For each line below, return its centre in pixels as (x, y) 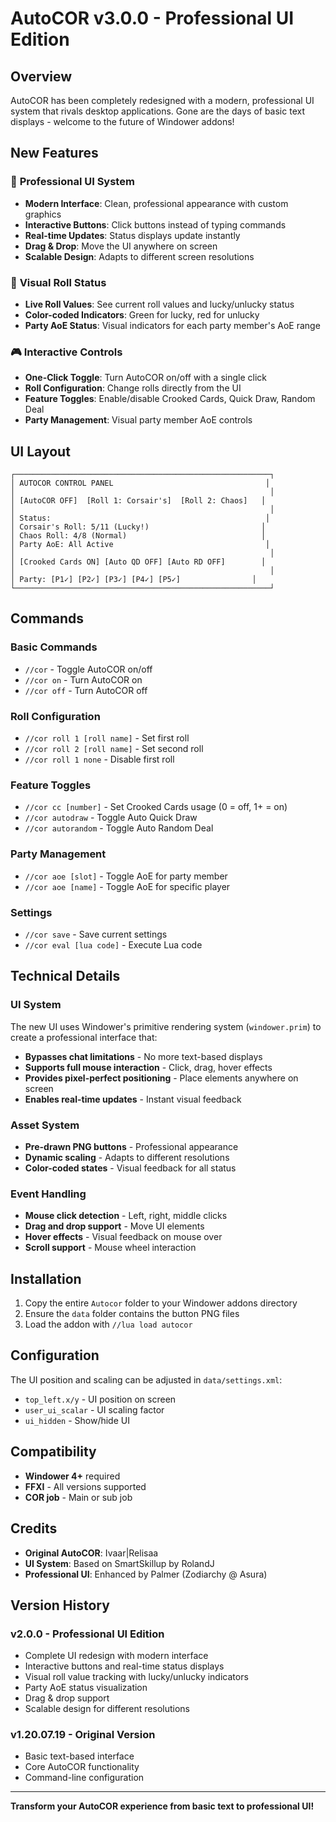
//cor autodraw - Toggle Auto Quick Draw (111, 818)
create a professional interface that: (84, 1037)
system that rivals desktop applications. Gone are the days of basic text (157, 111)
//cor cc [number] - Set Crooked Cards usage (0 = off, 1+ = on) (156, 807)
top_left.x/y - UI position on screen (100, 1399)
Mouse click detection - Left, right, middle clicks (126, 1216)
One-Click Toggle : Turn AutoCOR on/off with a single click (145, 378)
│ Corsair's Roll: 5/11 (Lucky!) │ (138, 527)
